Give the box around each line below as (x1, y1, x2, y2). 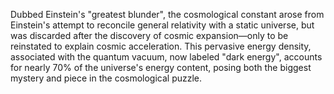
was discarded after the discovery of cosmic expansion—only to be (10, 30, 289, 41)
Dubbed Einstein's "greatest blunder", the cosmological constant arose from (10, 9, 325, 20)
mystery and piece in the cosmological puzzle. (10, 72, 203, 84)
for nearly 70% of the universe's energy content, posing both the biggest (10, 62, 312, 73)
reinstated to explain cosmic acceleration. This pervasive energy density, (10, 40, 312, 52)
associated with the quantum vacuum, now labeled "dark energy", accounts (10, 51, 323, 63)
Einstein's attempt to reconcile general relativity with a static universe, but (10, 19, 315, 31)
